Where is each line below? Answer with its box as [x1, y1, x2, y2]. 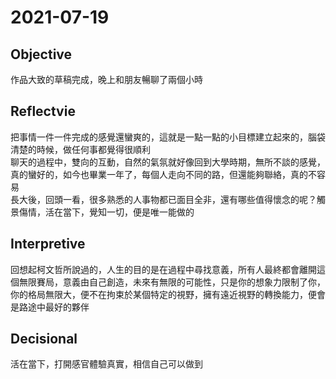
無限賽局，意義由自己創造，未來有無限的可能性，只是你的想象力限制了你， [18, 276, 326, 288]
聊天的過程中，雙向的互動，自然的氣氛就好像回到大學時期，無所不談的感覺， [10, 156, 326, 168]
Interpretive [10, 236, 86, 253]
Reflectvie [10, 103, 76, 120]
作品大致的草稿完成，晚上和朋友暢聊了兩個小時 [10, 74, 203, 85]
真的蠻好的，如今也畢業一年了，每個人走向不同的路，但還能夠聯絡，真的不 [10, 168, 317, 180]
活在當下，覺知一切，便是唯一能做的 [44, 206, 195, 218]
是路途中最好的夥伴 [10, 301, 90, 313]
